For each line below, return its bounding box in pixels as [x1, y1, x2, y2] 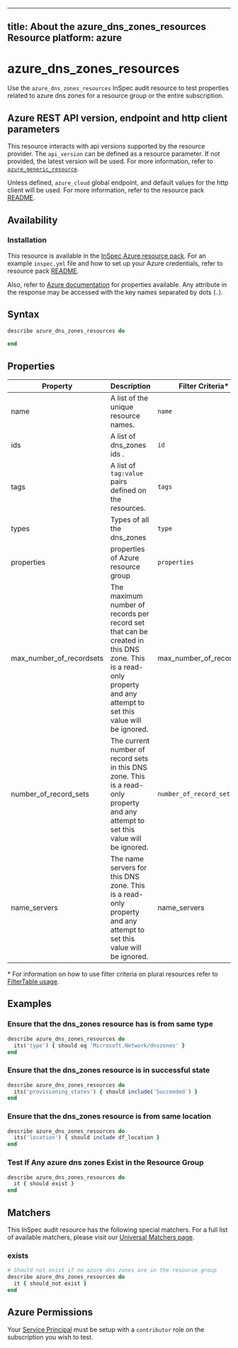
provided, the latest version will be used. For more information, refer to [7, 157, 214, 165]
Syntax [7, 308, 40, 320]
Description [110, 381, 151, 391]
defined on [110, 486, 147, 496]
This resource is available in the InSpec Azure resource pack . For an [7, 251, 207, 260]
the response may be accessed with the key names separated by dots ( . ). [7, 288, 223, 296]
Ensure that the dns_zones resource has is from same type [7, 1019, 214, 1029]
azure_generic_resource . [7, 165, 79, 173]
